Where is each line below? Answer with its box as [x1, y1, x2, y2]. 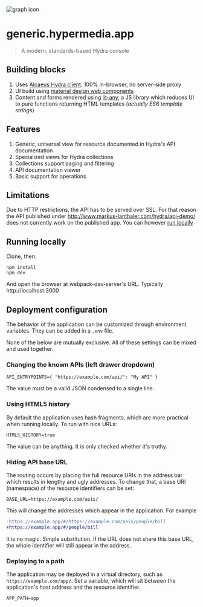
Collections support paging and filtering [14, 160, 114, 167]
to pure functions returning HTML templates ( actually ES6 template [14, 100, 183, 107]
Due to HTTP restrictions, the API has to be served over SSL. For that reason [6, 206, 196, 214]
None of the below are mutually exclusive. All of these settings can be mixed [6, 339, 196, 346]
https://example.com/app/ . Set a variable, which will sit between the [6, 577, 176, 584]
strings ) [14, 106, 34, 114]
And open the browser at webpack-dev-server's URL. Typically [6, 280, 163, 288]
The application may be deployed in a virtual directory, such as [6, 571, 163, 578]
